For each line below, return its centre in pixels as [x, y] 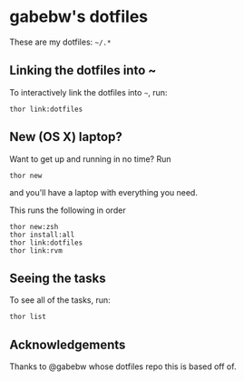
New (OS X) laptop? [66, 137]
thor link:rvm [36, 251]
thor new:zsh [34, 226]
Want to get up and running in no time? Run [90, 159]
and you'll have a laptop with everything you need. [103, 192]
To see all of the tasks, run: [60, 300]
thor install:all [42, 235]
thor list [28, 317]
